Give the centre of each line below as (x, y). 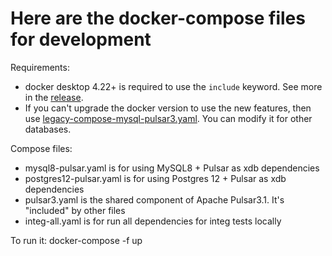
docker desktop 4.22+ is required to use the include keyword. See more (173, 86)
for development (81, 39)
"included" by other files (75, 210)
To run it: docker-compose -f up (76, 240)
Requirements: (40, 67)
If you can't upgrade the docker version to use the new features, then (168, 108)
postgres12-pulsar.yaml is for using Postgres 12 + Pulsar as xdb (155, 178)
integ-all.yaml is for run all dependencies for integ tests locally (153, 221)
